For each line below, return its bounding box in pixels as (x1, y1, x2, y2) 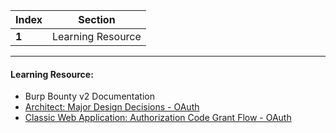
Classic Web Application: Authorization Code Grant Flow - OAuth (24, 112, 292, 124)
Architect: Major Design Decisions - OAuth (24, 101, 200, 113)
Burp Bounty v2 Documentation (24, 90, 155, 103)
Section (78, 13, 116, 26)
